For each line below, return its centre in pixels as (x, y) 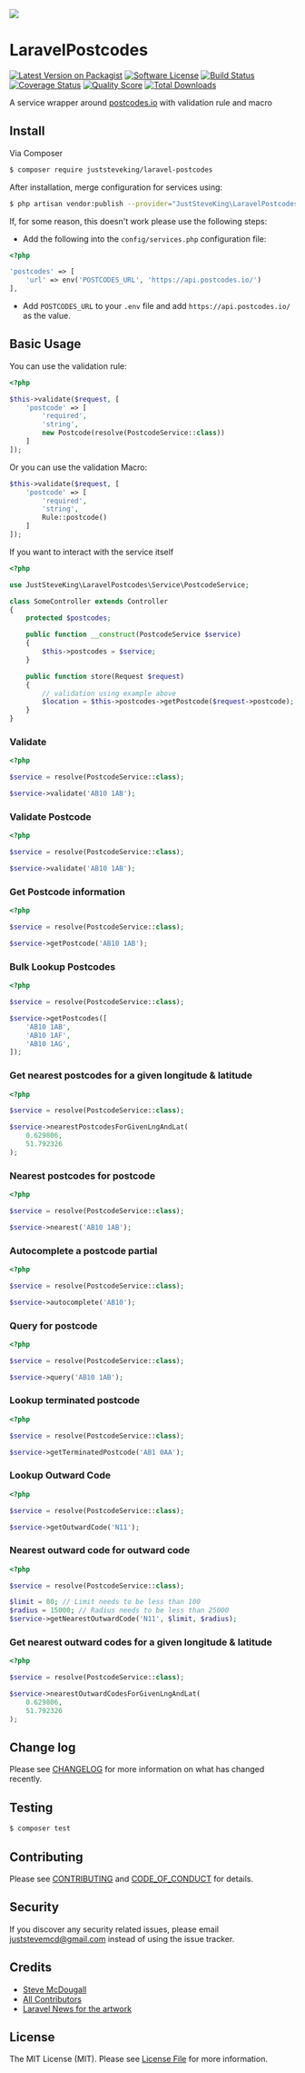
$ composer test (40, 1829)
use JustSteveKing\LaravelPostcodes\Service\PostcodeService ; (129, 585)
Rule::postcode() (74, 518)
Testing (31, 1807)
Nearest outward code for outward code (100, 1550)
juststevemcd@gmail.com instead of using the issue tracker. (122, 1938)
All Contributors (52, 1998)
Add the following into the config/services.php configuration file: (144, 239)
